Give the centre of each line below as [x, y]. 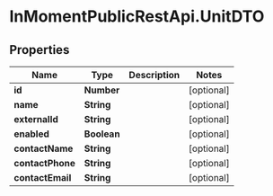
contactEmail [43, 178]
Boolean [102, 134]
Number [102, 90]
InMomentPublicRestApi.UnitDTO [137, 17]
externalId [36, 119]
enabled [31, 134]
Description [154, 75]
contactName [44, 148]
